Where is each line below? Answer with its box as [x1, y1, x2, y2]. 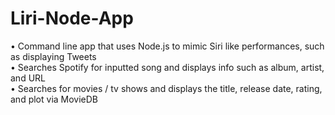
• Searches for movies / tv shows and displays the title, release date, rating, [10, 82, 323, 94]
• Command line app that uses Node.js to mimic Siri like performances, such [10, 40, 325, 52]
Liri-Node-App [10, 7, 134, 30]
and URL [10, 72, 46, 84]
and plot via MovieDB [10, 93, 99, 105]
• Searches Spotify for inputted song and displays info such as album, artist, [10, 61, 325, 73]
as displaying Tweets [10, 50, 97, 62]
